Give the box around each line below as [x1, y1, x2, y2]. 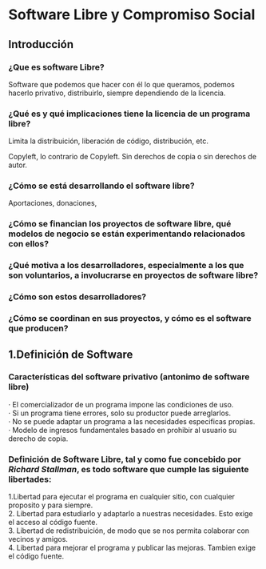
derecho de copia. [8, 434, 69, 443]
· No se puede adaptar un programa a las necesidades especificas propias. [8, 416, 256, 426]
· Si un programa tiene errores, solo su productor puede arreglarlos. [8, 408, 232, 418]
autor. [8, 160, 28, 170]
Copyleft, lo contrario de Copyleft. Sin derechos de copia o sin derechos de [8, 152, 257, 162]
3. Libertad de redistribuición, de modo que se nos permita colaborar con [8, 526, 250, 535]
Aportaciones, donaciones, [8, 198, 97, 208]
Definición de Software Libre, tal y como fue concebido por [8, 454, 241, 465]
